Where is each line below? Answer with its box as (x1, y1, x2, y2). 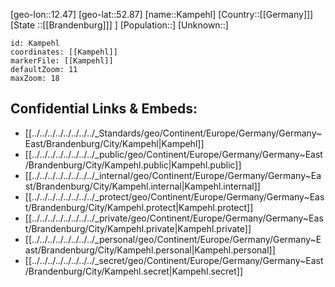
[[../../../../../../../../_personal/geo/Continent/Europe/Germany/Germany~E (24, 233, 322, 245)
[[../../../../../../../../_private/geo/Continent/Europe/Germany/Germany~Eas (24, 212, 324, 224)
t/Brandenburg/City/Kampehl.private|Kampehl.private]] (24, 222, 252, 234)
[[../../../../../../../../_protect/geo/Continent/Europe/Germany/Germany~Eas (24, 190, 325, 203)
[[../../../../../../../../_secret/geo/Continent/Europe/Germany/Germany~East (24, 254, 324, 266)
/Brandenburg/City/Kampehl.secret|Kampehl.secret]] (24, 265, 243, 277)
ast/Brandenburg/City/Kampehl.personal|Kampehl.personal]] (24, 244, 276, 256)
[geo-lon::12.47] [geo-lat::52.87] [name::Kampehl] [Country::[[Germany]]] (10, 9, 314, 20)
